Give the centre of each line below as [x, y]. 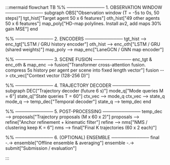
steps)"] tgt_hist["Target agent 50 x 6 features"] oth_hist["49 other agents [82, 18]
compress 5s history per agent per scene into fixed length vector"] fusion [82, 70]
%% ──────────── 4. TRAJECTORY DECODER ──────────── [78, 85]
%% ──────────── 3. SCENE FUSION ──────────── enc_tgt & [79, 59]
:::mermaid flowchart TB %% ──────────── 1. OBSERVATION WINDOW [84, 7]
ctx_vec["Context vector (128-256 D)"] [49, 75]
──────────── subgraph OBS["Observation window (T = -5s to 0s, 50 [82, 13]
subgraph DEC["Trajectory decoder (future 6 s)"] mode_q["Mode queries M [84, 91]
